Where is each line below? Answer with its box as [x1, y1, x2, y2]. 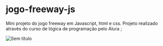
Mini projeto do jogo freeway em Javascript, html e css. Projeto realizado [6, 20, 158, 26]
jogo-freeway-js [6, 4, 75, 15]
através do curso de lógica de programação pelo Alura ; [6, 25, 122, 31]
